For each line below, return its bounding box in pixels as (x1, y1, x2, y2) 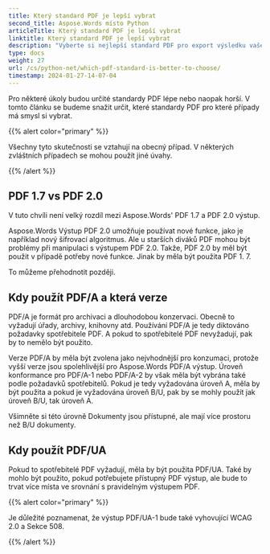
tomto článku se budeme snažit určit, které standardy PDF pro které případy (8, 102, 260, 112)
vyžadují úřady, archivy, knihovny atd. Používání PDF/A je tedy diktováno (8, 321, 249, 330)
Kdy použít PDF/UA (8, 443, 107, 457)
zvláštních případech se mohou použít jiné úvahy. (8, 150, 173, 160)
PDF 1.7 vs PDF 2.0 (8, 190, 103, 203)
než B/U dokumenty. (8, 420, 76, 430)
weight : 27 (8, 57, 45, 65)
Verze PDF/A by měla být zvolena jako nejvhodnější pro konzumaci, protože (8, 353, 259, 363)
